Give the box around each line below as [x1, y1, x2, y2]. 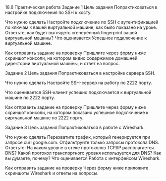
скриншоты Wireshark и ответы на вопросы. [5, 170, 99, 176]
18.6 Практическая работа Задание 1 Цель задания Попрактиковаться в [5, 4, 158, 10]
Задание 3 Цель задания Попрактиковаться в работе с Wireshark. [5, 124, 145, 130]
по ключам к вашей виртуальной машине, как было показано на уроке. [5, 24, 158, 30]
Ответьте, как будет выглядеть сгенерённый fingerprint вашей [5, 30, 137, 35]
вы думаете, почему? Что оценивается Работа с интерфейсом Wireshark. [5, 155, 161, 161]
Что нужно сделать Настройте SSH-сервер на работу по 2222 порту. [5, 80, 152, 86]
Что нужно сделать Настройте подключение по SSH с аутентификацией [5, 19, 159, 25]
